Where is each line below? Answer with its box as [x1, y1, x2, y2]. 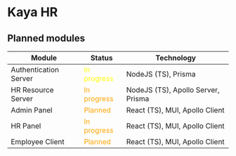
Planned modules [7, 32, 86, 44]
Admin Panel [11, 105, 53, 115]
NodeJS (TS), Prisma [126, 70, 196, 79]
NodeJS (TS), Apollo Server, [126, 85, 220, 95]
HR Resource [11, 85, 54, 95]
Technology [155, 53, 197, 63]
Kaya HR [7, 4, 58, 20]
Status [90, 53, 113, 63]
